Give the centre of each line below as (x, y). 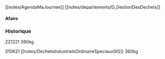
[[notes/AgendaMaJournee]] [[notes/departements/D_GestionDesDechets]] (83, 7)
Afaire (12, 18)
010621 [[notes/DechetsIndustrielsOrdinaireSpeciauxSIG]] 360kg (72, 51)
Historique (18, 31)
